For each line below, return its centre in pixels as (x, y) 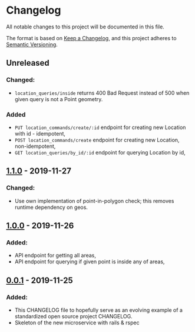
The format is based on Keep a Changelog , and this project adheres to (91, 38)
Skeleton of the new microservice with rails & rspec (77, 323)
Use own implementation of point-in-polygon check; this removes (94, 201)
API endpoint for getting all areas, (55, 256)
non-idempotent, (35, 146)
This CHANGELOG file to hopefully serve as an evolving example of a (98, 310)
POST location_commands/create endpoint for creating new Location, (97, 140)
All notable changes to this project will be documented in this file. (85, 27)
